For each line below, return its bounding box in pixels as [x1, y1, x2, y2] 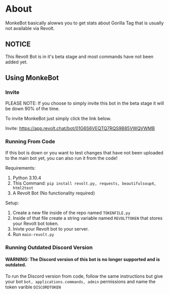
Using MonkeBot [5, 74, 59, 82]
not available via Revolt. [5, 25, 55, 31]
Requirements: [5, 165, 36, 171]
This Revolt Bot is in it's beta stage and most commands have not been [5, 53, 154, 59]
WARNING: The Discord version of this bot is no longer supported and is [5, 256, 160, 263]
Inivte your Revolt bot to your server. [12, 225, 89, 232]
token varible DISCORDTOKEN [5, 284, 61, 290]
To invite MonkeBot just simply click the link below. [5, 115, 112, 122]
